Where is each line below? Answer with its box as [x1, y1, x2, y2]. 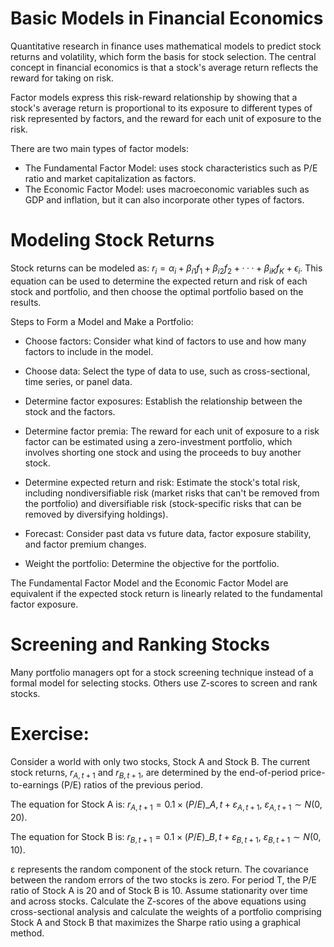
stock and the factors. [24, 405, 116, 417]
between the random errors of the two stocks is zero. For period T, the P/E [10, 873, 317, 886]
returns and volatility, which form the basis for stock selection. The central [10, 50, 317, 62]
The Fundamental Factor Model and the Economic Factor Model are [10, 577, 289, 589]
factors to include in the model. [24, 345, 154, 357]
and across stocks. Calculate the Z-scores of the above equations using [10, 895, 307, 907]
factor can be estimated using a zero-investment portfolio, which [24, 435, 293, 447]
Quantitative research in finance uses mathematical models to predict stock [10, 40, 322, 52]
